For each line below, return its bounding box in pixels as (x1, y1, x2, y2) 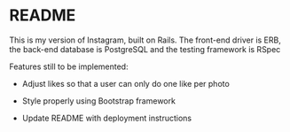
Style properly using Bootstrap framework (21, 95, 176, 106)
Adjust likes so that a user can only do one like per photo (21, 78, 231, 89)
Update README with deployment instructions (21, 113, 192, 123)
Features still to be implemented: (9, 61, 129, 72)
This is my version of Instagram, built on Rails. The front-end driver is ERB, (9, 35, 281, 45)
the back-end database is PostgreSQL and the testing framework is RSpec (9, 43, 281, 54)
